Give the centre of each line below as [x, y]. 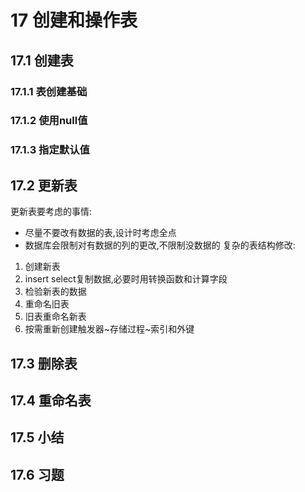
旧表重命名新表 [55, 317]
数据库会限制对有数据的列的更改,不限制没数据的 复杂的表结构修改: [160, 245]
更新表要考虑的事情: [51, 212]
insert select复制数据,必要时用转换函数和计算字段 [126, 279]
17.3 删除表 [44, 363]
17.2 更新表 [44, 185]
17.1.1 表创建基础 [49, 91]
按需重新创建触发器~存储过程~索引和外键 [109, 329]
